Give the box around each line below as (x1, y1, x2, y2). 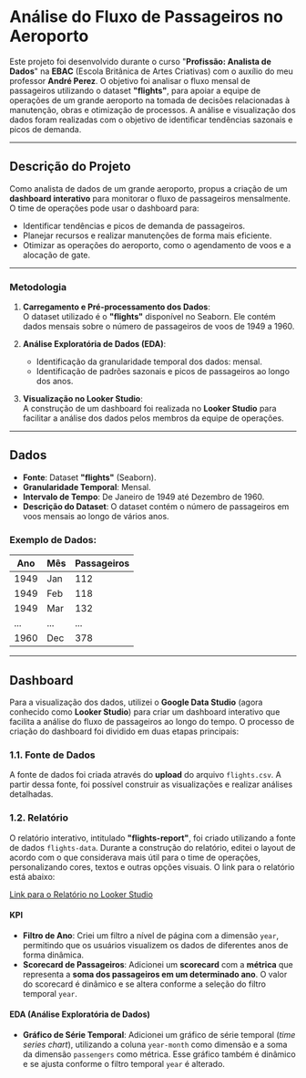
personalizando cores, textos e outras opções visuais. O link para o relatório (9, 861, 295, 873)
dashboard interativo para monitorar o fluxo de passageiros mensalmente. (9, 193, 291, 204)
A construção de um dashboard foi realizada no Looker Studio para (22, 403, 277, 414)
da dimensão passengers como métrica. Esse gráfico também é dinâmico (22, 1048, 296, 1060)
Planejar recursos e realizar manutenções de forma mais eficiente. (22, 230, 272, 241)
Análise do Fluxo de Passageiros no (9, 6, 284, 27)
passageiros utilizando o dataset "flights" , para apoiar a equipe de (9, 85, 261, 96)
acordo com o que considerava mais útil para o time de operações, (9, 852, 261, 863)
